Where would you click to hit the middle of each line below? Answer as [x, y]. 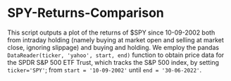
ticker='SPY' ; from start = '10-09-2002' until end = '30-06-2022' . [105, 70]
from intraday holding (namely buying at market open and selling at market [115, 39]
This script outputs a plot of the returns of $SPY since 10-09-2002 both [111, 32]
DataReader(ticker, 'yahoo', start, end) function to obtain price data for [116, 55]
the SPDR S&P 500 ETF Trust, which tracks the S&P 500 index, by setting [113, 62]
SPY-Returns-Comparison [86, 13]
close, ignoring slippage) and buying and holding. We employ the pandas [113, 47]
